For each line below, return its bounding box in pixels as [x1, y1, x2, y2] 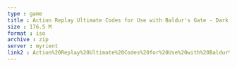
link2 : [7, 50, 30, 57]
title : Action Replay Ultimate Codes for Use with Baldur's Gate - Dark [7, 17, 229, 24]
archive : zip [7, 36, 49, 43]
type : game [7, 10, 42, 17]
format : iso [7, 29, 46, 37]
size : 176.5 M [7, 23, 52, 30]
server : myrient [7, 43, 59, 50]
